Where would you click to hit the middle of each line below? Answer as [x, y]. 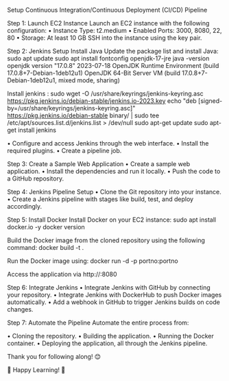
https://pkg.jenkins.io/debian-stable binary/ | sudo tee [83, 115]
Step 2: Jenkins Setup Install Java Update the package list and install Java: [113, 51]
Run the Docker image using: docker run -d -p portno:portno [93, 261]
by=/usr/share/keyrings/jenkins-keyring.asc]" [71, 108]
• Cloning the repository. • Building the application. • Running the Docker [110, 336]
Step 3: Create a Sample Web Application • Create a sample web [99, 164]
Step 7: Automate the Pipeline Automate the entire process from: [98, 323]
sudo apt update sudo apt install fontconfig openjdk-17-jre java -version [108, 58]
